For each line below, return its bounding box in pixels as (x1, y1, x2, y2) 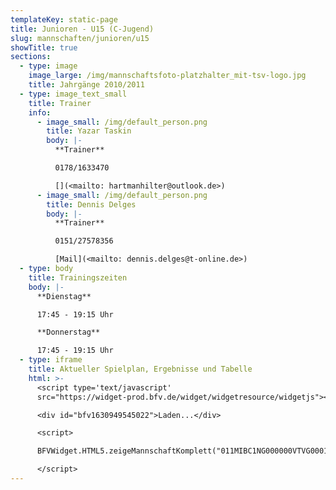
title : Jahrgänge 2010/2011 (28, 80, 145, 90)
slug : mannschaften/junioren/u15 (10, 33, 150, 43)
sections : (10, 52, 52, 62)
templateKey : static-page (10, 14, 118, 25)
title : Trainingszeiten (28, 272, 128, 283)
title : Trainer (28, 98, 92, 108)
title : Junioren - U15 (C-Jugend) (10, 24, 155, 34)
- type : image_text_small (19, 89, 128, 99)
